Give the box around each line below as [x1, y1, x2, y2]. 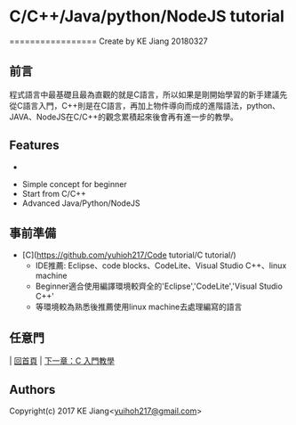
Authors [9, 381, 56, 397]
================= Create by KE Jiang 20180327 [9, 36, 208, 46]
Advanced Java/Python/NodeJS [21, 198, 140, 208]
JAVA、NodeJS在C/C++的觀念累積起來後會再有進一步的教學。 [9, 111, 238, 122]
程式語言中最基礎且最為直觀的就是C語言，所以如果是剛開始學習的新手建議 [9, 89, 280, 100]
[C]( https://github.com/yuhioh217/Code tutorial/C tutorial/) [21, 249, 237, 260]
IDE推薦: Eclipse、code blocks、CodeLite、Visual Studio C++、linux [35, 260, 287, 271]
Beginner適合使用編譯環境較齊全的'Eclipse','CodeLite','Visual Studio [35, 281, 283, 291]
